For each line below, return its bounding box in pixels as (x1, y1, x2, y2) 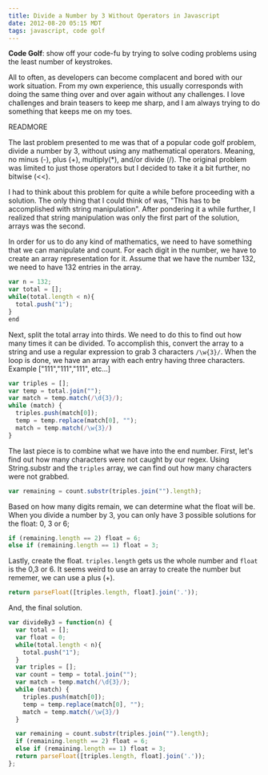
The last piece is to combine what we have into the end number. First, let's (8, 446, 254, 455)
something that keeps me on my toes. (8, 107, 133, 116)
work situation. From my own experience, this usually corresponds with (8, 81, 243, 91)
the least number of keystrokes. (8, 57, 114, 67)
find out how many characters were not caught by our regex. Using (8, 454, 230, 464)
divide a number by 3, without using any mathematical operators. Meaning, (8, 146, 255, 156)
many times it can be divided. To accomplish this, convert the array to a (8, 338, 244, 348)
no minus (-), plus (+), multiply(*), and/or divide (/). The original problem (8, 155, 246, 164)
